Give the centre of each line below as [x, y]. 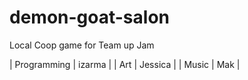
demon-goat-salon [89, 17]
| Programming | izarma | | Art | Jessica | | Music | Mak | [125, 64]
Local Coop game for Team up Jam [82, 45]
